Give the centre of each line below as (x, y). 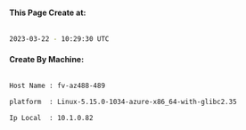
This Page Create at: (48, 12)
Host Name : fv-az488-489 (57, 86)
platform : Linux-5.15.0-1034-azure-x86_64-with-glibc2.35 (123, 102)
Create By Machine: (47, 59)
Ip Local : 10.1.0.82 (51, 118)
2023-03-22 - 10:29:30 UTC (59, 39)
